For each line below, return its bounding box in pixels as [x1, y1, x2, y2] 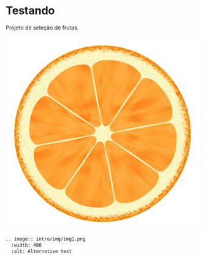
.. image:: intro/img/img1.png [6, 236, 86, 242]
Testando [6, 4, 55, 18]
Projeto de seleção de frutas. [6, 24, 79, 31]
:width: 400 [11, 242, 42, 248]
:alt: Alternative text [11, 248, 72, 254]
